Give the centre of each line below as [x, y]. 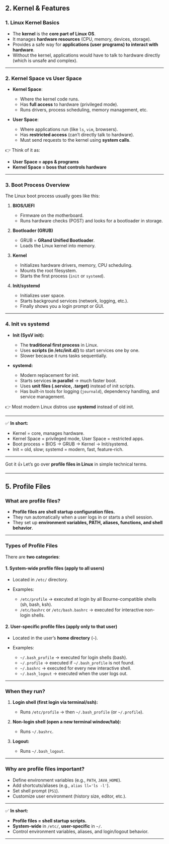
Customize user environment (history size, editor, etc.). [69, 796]
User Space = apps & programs [46, 161]
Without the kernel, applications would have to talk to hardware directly [86, 55]
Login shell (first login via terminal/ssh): [55, 702]
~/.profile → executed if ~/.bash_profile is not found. [77, 662]
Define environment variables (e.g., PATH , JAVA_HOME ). [67, 780]
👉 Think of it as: [23, 150]
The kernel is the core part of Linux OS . [54, 34]
